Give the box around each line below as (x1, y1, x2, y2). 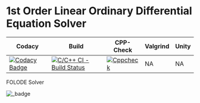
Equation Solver (6, 17, 87, 30)
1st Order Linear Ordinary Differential (6, 4, 192, 18)
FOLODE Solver (6, 79, 45, 86)
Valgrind (145, 42, 170, 50)
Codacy (16, 42, 39, 50)
